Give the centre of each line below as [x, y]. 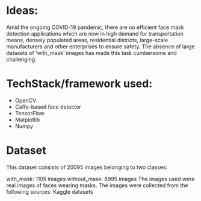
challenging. [22, 59]
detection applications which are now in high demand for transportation [95, 33]
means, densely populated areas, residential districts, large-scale [87, 40]
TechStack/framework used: [79, 84]
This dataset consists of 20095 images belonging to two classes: [87, 167]
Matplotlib [27, 120]
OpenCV [26, 100]
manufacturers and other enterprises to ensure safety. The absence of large [100, 46]
